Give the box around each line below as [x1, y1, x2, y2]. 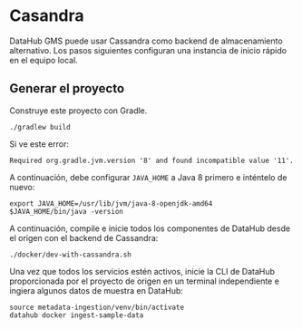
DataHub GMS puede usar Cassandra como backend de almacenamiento [9, 35, 283, 46]
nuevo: [9, 181, 35, 192]
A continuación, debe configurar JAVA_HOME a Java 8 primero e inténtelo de [9, 171, 287, 182]
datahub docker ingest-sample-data [9, 310, 144, 320]
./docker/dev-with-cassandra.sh [9, 250, 132, 259]
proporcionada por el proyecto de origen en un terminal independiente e [9, 276, 279, 286]
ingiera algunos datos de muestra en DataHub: [9, 285, 184, 295]
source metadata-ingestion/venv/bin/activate [9, 303, 184, 312]
